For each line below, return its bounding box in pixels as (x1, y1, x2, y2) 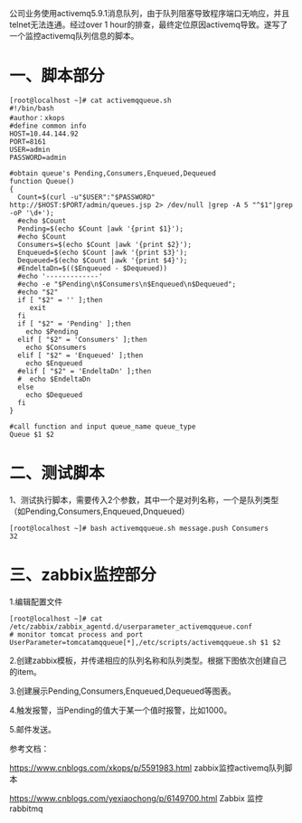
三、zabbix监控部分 (9, 564, 156, 585)
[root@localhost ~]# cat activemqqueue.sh (9, 96, 172, 105)
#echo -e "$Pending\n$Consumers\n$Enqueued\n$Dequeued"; (17, 279, 237, 289)
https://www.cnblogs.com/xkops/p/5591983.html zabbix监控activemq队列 (9, 762, 285, 773)
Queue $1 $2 (9, 430, 54, 439)
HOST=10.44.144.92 (9, 129, 79, 138)
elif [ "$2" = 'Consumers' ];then (17, 335, 147, 344)
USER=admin (9, 145, 51, 154)
